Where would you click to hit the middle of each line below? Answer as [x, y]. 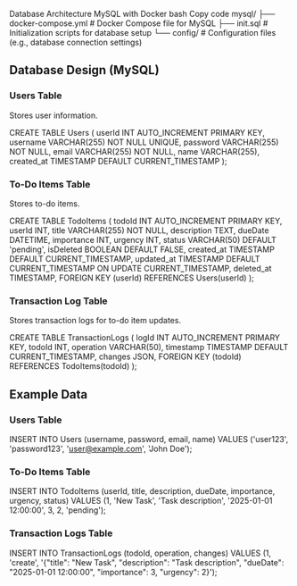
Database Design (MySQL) [84, 70]
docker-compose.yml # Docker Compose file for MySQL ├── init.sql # [139, 23]
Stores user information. [54, 115]
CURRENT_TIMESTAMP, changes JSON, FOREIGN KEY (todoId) [126, 356]
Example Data [49, 394]
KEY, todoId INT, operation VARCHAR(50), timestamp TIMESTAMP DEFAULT [149, 347]
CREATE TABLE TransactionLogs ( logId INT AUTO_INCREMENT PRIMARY [145, 338]
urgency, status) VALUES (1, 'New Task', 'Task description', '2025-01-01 [141, 501]
